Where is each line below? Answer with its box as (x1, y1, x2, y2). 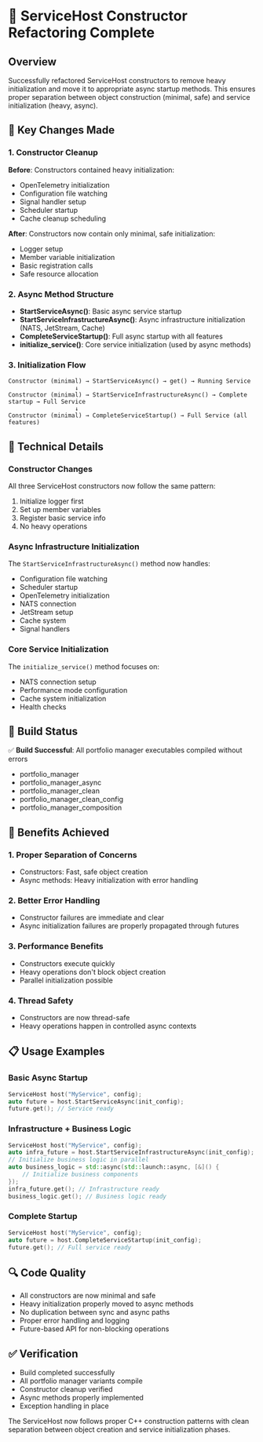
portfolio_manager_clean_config (19, 795, 124, 804)
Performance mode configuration (19, 685, 128, 694)
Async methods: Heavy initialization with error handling (19, 876, 199, 885)
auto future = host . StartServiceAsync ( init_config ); (8, 1097, 184, 1106)
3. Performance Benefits (8, 941, 104, 952)
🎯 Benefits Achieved (8, 825, 110, 839)
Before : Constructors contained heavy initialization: (8, 165, 175, 174)
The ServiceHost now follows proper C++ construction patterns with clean (8, 1417, 250, 1426)
